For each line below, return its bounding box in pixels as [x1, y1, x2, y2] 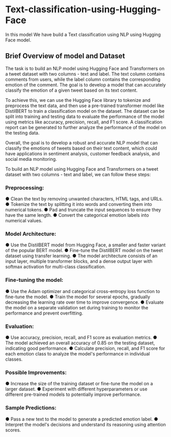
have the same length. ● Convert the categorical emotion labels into [5, 212, 149, 218]
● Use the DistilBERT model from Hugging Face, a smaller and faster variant [5, 242, 166, 248]
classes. [5, 356, 23, 362]
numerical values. [5, 218, 43, 224]
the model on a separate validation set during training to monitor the [5, 304, 149, 310]
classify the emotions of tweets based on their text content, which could [5, 145, 157, 151]
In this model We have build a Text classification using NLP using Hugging [5, 31, 161, 37]
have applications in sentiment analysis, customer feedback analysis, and [5, 150, 160, 157]
